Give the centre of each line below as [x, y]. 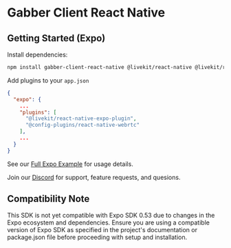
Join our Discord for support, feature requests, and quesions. [94, 177]
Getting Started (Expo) [56, 38]
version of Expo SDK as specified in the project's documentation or [102, 230]
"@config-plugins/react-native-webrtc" [82, 125]
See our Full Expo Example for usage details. [70, 164]
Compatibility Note [48, 199]
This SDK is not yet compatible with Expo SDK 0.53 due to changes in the [111, 216]
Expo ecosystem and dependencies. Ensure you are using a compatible [108, 223]
